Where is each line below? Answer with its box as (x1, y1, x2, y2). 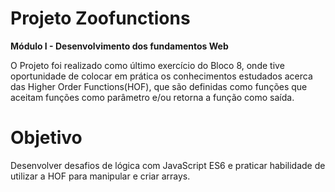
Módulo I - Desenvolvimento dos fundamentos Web (10, 40, 229, 52)
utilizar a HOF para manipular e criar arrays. (10, 170, 191, 182)
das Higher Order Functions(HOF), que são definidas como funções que (10, 80, 308, 92)
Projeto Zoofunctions (10, 7, 191, 30)
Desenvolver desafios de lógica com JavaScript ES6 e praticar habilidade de (10, 159, 326, 171)
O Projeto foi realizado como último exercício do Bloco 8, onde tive (10, 59, 285, 71)
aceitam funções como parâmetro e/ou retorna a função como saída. (10, 91, 295, 103)
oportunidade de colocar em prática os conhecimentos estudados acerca (10, 70, 313, 82)
